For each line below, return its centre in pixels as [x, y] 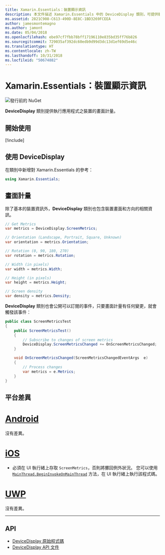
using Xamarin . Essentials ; [33, 179]
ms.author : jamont [24, 28]
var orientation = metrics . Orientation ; [47, 242]
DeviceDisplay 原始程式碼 [38, 541]
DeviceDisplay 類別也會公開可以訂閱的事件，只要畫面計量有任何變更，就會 [81, 306]
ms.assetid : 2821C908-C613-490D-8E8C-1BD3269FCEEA [58, 19]
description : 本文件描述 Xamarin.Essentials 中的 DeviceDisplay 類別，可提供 [82, 14]
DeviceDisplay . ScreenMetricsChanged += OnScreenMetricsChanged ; [90, 345]
